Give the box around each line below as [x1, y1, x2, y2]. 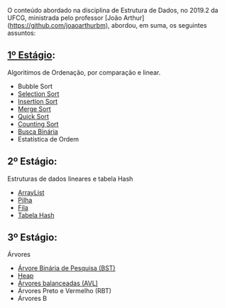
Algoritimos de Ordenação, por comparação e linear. [7, 68, 161, 77]
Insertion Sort [17, 97, 58, 105]
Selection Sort [17, 89, 60, 98]
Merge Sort [17, 105, 51, 113]
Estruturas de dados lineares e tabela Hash [7, 174, 133, 183]
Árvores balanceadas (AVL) [17, 279, 98, 287]
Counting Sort [17, 120, 59, 128]
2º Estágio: [7, 156, 57, 168]
